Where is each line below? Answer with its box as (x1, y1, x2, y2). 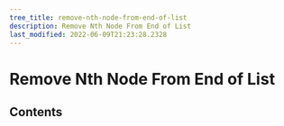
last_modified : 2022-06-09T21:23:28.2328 (9, 30, 168, 39)
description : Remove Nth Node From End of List (9, 22, 192, 31)
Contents (9, 104, 63, 120)
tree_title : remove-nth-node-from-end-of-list (9, 13, 188, 22)
